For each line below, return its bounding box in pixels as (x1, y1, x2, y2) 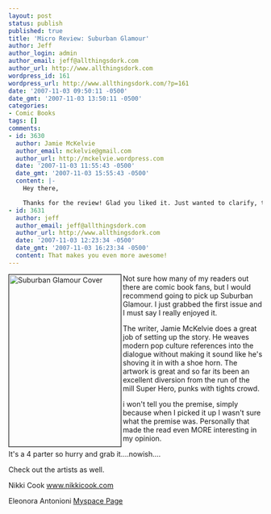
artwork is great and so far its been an (123, 366, 250, 376)
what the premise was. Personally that (123, 416, 250, 426)
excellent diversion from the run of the (123, 374, 250, 384)
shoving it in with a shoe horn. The (123, 357, 238, 367)
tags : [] (8, 117, 38, 125)
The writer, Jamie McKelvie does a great (123, 324, 257, 333)
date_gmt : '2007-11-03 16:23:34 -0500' (15, 244, 150, 253)
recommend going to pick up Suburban (123, 290, 253, 300)
